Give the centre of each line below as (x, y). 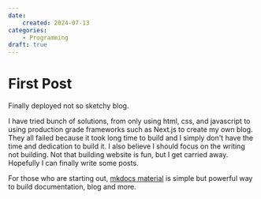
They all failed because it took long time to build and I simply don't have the (131, 138)
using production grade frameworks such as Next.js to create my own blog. (131, 130)
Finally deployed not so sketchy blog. (69, 106)
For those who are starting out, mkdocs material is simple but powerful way (130, 178)
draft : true (28, 45)
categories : (28, 30)
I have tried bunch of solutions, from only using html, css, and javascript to (129, 121)
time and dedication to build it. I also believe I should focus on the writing (127, 146)
